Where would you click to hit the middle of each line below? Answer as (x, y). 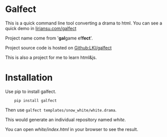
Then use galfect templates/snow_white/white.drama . (61, 110)
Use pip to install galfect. (31, 91)
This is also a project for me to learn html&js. (51, 57)
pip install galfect (35, 100)
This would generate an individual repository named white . (65, 119)
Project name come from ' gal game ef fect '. (49, 38)
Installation (29, 78)
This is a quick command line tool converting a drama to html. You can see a (84, 23)
